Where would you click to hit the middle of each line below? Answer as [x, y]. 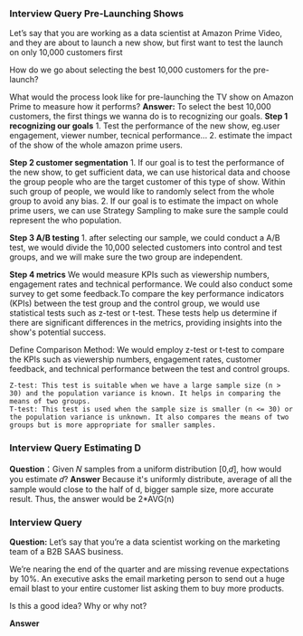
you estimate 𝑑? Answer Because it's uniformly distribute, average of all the [151, 479]
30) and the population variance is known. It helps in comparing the [145, 394]
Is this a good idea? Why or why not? [78, 605]
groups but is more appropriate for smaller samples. [113, 425]
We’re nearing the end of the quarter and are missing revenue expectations [149, 569]
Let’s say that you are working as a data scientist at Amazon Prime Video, [146, 33]
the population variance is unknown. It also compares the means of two [149, 418]
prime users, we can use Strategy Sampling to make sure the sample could [149, 211]
